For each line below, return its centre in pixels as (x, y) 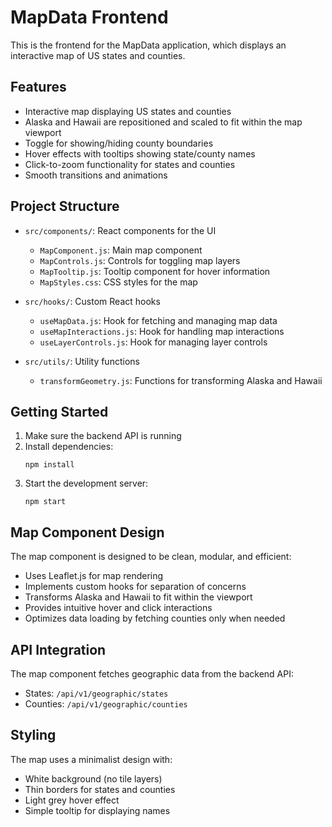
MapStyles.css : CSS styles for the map (118, 282)
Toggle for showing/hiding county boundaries (119, 143)
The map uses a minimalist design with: (91, 759)
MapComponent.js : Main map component (121, 250)
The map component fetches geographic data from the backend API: (152, 674)
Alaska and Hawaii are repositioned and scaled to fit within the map (163, 122)
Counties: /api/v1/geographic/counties (106, 704)
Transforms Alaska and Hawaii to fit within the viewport (138, 597)
